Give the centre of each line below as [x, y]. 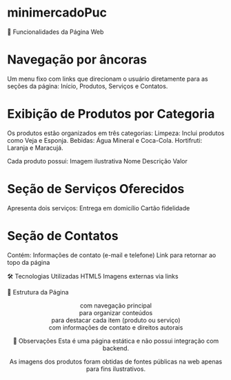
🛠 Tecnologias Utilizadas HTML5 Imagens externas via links [93, 276]
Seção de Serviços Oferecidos [96, 189]
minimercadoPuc [57, 13]
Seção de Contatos [63, 236]
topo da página [29, 262]
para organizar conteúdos [116, 312]
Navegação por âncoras [77, 60]
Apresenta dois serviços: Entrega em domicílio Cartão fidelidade [99, 208]
